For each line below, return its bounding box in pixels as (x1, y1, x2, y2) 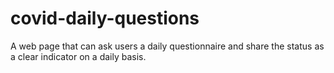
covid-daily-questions (10, 7, 200, 30)
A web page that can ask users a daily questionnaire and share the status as (10, 40, 325, 52)
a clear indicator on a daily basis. (10, 50, 147, 62)
